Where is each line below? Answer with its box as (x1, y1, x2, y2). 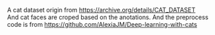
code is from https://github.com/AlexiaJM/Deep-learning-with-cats (7, 21, 198, 28)
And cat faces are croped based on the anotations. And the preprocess (7, 13, 209, 21)
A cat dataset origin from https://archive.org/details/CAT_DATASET (7, 6, 196, 14)
